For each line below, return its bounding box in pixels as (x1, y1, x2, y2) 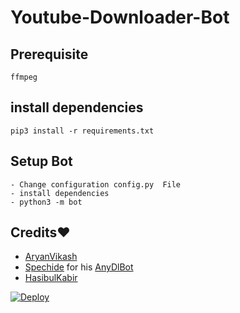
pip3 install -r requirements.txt (10, 126, 155, 136)
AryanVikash (24, 251, 78, 263)
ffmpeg (10, 72, 38, 82)
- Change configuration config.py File (10, 179, 182, 190)
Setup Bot (10, 153, 73, 170)
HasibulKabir (24, 272, 78, 284)
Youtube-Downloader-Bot (10, 6, 230, 29)
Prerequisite (10, 46, 89, 63)
